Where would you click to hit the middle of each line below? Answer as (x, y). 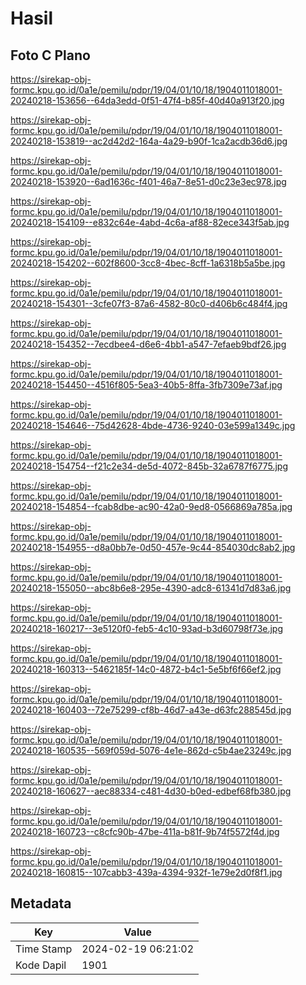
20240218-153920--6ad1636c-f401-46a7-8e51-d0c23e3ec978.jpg (148, 181)
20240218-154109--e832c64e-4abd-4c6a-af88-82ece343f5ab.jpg (150, 222)
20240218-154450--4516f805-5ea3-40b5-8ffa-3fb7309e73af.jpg (146, 385)
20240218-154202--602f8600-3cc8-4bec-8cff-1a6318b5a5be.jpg (148, 263)
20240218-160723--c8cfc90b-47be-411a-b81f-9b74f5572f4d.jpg (145, 831)
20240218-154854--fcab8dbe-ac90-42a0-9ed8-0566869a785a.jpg (151, 506)
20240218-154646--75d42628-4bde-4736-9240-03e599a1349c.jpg (153, 425)
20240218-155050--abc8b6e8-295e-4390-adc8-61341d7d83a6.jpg (151, 588)
